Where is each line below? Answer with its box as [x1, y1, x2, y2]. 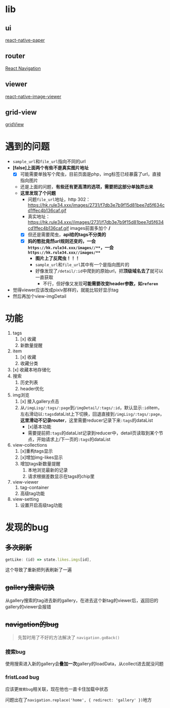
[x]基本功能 [27, 423, 52, 429]
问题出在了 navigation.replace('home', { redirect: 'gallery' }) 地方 [5, 696, 152, 702]
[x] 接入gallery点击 [20, 398, 60, 404]
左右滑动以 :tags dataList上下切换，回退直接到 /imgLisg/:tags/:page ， [20, 411, 164, 417]
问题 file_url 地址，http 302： [27, 196, 91, 203]
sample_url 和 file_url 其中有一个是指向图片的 [35, 261, 130, 267]
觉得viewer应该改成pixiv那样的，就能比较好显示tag [12, 287, 119, 293]
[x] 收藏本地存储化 [12, 366, 51, 373]
